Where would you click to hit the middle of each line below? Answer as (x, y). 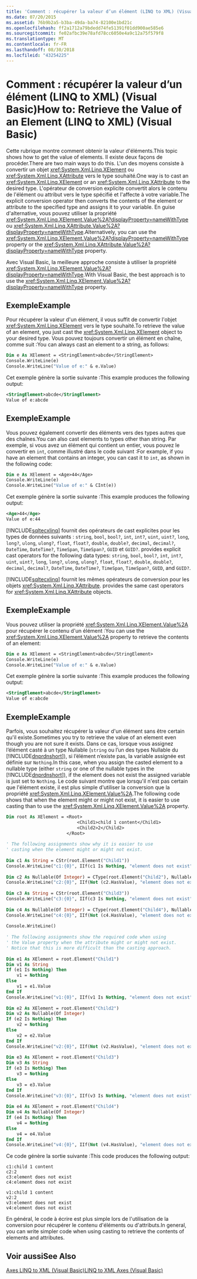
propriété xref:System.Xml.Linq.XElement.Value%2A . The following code (93, 793)
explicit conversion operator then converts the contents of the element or (94, 201)
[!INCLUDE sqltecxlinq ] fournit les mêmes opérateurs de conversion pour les (98, 579)
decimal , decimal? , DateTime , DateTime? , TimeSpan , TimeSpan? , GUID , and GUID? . (98, 567)
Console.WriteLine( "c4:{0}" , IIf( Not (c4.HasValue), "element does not (95, 915)
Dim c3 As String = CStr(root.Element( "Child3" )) (68, 894)
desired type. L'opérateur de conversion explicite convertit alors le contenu (97, 188)
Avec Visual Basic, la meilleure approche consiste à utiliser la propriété (91, 262)
